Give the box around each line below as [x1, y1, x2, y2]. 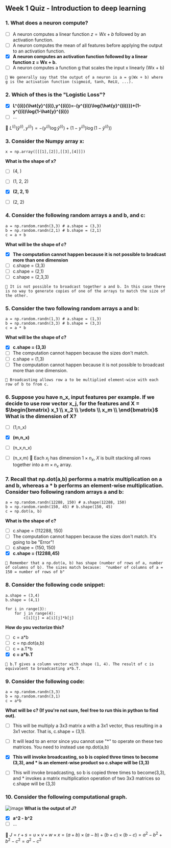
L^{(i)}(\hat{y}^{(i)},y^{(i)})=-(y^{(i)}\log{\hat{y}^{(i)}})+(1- [12, 103, 141, 109]
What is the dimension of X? [5, 413, 77, 420]
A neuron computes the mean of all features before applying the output [12, 42, 163, 48]
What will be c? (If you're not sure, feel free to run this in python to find [5, 707, 158, 714]
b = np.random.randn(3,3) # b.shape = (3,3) [5, 321, 102, 326]
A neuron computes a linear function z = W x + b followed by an [12, 31, 146, 37]
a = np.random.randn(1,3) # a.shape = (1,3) [5, 317, 102, 322]
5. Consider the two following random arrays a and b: [5, 305, 139, 312]
